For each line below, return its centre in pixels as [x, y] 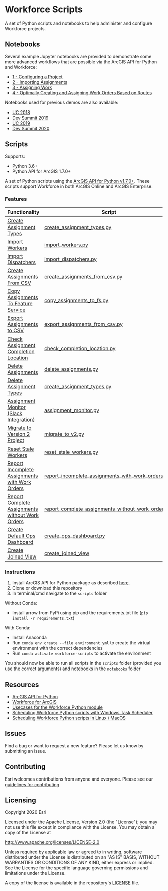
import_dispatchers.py [71, 259]
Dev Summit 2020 [31, 128]
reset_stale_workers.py [71, 452]
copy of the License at [28, 833]
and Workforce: [21, 67]
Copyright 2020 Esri [26, 812]
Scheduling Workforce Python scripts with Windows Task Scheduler [83, 712]
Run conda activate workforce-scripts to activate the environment [82, 653]
